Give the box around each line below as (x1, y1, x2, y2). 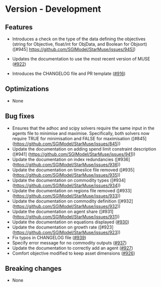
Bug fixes (5, 112, 35, 121)
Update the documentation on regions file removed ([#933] (12, 187, 132, 193)
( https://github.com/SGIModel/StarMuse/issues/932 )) (12, 203, 121, 209)
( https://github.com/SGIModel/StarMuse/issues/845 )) (12, 141, 121, 147)
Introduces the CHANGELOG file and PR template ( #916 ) (12, 71, 126, 77)
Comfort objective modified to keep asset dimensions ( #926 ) (12, 250, 136, 256)
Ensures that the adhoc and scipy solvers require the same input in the (12, 125, 155, 131)
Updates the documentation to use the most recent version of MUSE (12, 56, 150, 62)
